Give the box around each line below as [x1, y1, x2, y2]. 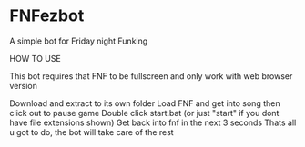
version [9, 80, 38, 91]
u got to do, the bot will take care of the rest [9, 126, 175, 137]
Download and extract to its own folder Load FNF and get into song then [9, 97, 280, 109]
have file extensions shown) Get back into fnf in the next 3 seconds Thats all [9, 117, 297, 128]
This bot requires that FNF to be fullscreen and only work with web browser [9, 70, 293, 82]
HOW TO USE [9, 53, 61, 64]
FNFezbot [9, 5, 85, 26]
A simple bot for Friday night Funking [9, 35, 148, 46]
